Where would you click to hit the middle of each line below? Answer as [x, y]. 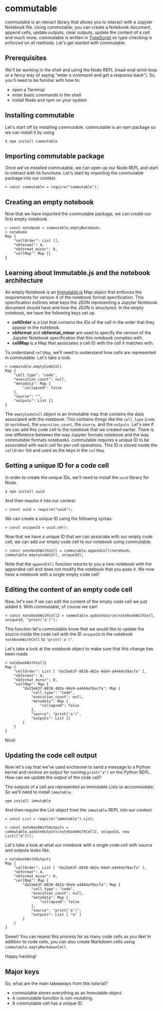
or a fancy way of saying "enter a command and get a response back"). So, [81, 75]
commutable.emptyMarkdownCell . [36, 947]
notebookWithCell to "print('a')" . [39, 639]
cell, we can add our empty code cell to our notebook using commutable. [78, 541]
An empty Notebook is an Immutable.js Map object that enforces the [73, 292]
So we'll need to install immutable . [39, 792]
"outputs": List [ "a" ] [56, 915]
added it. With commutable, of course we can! [51, 606]
